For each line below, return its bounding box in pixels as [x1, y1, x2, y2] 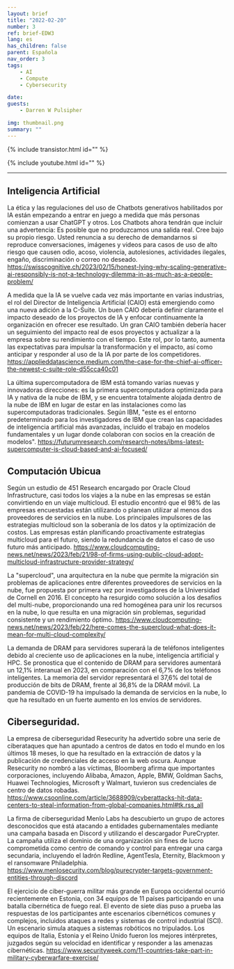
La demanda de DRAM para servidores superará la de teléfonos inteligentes [7, 644, 225, 652]
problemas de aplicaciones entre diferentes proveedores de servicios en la [7, 578, 222, 587]
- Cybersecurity [19, 81, 68, 88]
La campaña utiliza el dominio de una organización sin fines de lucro [7, 837, 204, 845]
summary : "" [7, 126, 42, 133]
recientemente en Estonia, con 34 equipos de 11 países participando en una [7, 895, 224, 903]
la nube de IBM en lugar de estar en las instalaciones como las [7, 401, 187, 409]
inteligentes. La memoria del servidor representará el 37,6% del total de [7, 673, 212, 682]
